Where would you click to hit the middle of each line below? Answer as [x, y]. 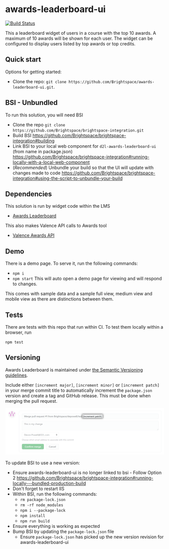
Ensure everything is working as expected [56, 526]
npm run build [35, 521]
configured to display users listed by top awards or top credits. [70, 43]
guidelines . [17, 375]
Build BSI [22, 135]
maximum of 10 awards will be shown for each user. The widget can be [79, 38]
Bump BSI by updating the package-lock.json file [63, 531]
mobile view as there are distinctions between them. [60, 299]
